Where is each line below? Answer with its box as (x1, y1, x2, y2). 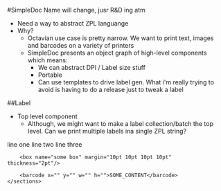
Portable (37, 71, 62, 79)
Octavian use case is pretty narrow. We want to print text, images (27, 34, 214, 42)
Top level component (17, 112, 78, 120)
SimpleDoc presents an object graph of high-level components (27, 48, 207, 57)
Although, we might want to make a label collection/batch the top (27, 120, 213, 127)
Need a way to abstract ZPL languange (17, 19, 129, 27)
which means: (27, 56, 68, 64)
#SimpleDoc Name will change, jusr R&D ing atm (7, 6, 145, 14)
